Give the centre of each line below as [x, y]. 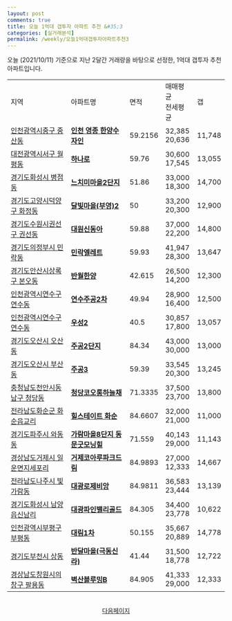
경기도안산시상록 [36, 271]
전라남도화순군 [33, 411]
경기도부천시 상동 [37, 557]
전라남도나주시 [33, 481]
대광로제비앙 [90, 487]
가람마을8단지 [92, 435]
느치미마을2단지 [95, 183]
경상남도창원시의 [36, 575]
